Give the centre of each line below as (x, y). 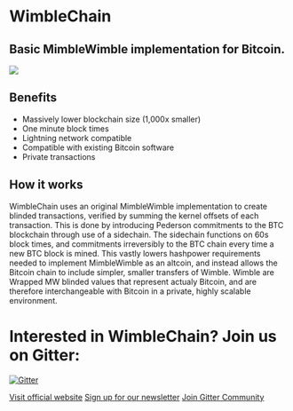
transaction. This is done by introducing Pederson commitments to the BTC (146, 225)
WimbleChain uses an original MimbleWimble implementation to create (139, 206)
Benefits (33, 98)
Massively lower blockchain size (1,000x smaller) (111, 119)
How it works (46, 185)
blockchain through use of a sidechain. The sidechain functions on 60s (139, 234)
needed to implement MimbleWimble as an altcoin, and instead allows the (143, 263)
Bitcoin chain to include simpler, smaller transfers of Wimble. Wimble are (142, 272)
